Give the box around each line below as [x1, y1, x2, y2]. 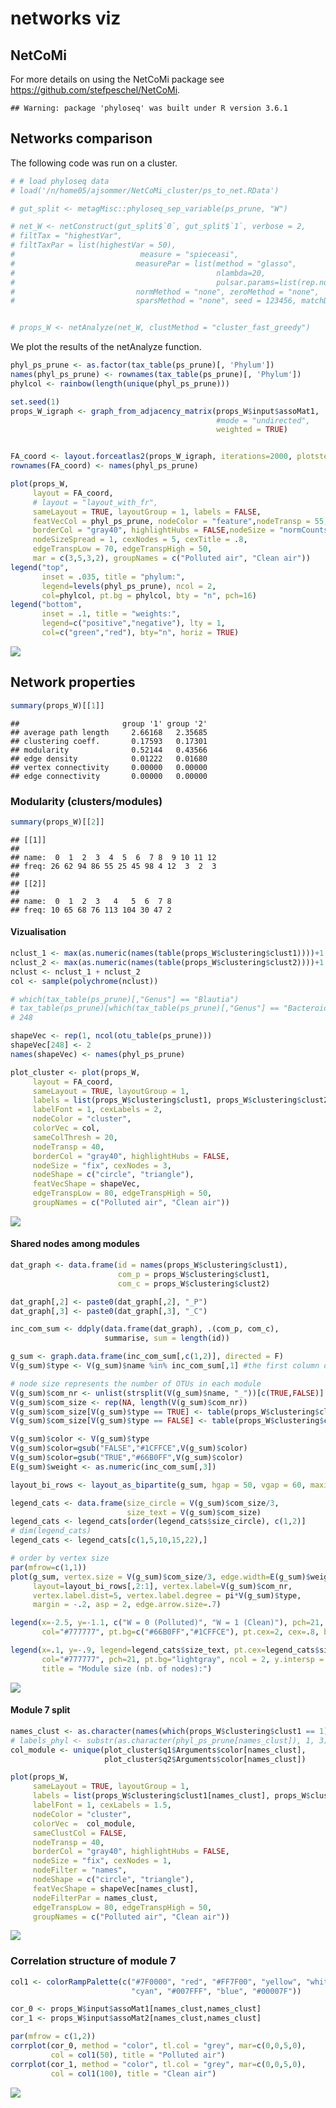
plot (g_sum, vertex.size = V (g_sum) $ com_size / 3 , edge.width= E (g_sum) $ [10, 1572, 311, 1582]
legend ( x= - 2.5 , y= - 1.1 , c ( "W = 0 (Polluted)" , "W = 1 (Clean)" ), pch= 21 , [10, 1618, 325, 1628]
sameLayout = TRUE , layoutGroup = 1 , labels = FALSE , [32, 507, 262, 517]
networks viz [10, 7, 122, 30]
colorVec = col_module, [32, 1818, 137, 1829]
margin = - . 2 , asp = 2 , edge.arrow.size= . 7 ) [32, 1600, 222, 1610]
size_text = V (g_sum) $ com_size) [126, 1507, 262, 1517]
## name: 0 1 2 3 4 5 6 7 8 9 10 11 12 [10, 852, 217, 862]
